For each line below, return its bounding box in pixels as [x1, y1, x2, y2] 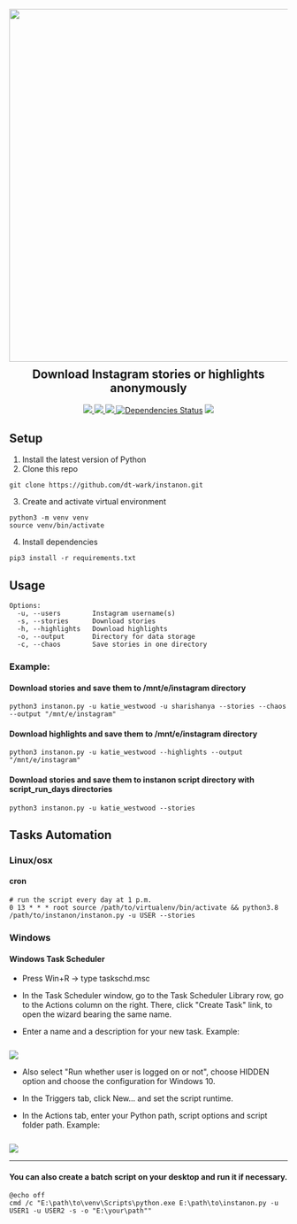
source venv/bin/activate [9, 521, 104, 530]
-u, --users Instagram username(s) [17, 609, 176, 619]
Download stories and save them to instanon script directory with [9, 774, 255, 785]
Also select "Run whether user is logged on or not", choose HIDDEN [21, 1066, 270, 1077]
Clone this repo [21, 464, 78, 474]
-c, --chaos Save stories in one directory [17, 640, 208, 650]
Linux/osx [9, 854, 53, 866]
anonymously [110, 381, 187, 396]
